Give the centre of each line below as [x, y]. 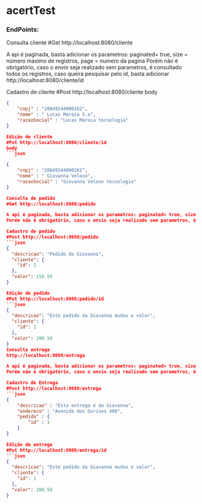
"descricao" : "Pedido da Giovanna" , [58, 254]
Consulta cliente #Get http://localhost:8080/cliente [70, 43]
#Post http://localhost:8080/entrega [54, 389]
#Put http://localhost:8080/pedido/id [55, 299]
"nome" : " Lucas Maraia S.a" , [57, 115]
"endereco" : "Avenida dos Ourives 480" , [70, 411]
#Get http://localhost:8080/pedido [51, 204]
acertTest [31, 11]
